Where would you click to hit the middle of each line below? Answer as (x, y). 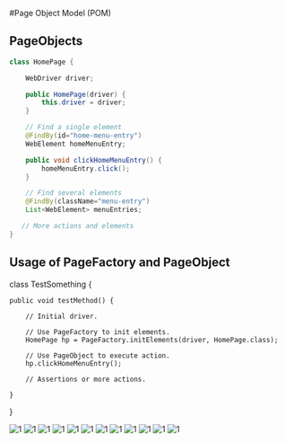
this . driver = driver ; (84, 102)
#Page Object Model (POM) (61, 13)
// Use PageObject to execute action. (98, 355)
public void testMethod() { (62, 300)
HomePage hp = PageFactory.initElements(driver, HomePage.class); (152, 340)
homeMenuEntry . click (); (86, 168)
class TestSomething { (51, 284)
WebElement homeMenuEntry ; (76, 144)
